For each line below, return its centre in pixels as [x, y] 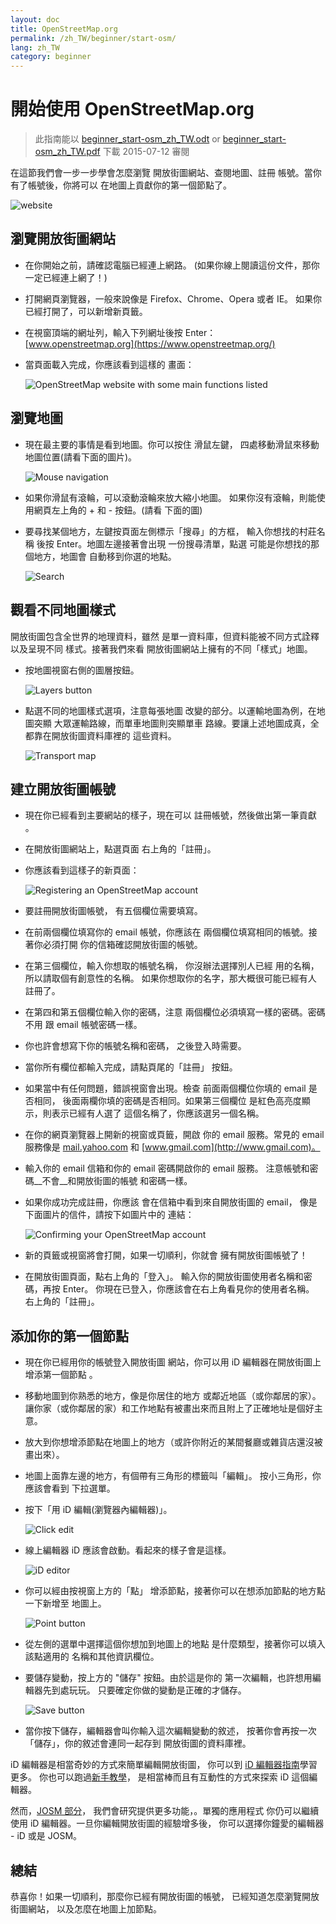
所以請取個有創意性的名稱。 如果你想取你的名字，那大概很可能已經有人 [170, 978]
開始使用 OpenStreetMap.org [132, 109]
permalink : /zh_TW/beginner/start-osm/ [93, 38]
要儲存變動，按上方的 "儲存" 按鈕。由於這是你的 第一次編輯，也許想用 [168, 1678]
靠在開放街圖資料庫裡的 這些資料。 [105, 735]
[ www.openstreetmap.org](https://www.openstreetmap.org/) [150, 343]
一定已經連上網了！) [66, 277]
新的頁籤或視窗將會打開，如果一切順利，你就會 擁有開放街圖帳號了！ [166, 1255]
